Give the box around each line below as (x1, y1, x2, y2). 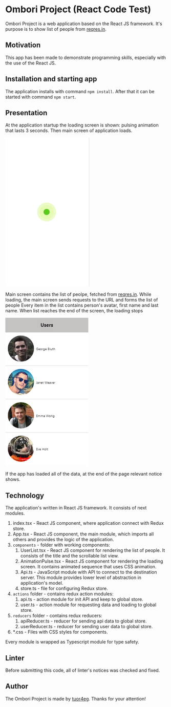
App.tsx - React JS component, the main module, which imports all (12, 531, 154, 537)
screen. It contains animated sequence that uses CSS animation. (20, 564, 157, 570)
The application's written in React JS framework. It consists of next (5, 505, 147, 511)
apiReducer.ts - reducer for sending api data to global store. (20, 618, 147, 624)
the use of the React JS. (5, 60, 56, 66)
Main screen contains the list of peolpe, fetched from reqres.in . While (5, 291, 152, 297)
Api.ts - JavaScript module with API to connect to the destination (20, 569, 157, 575)
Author (5, 682, 28, 691)
